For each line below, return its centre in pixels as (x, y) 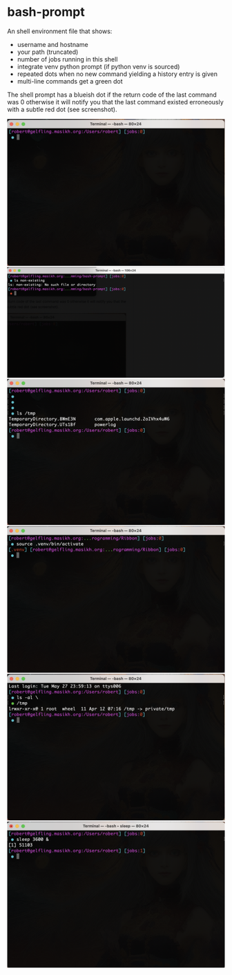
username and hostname (52, 44)
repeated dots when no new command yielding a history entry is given (117, 74)
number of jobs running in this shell (67, 59)
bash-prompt (46, 12)
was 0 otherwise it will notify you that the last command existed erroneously (116, 102)
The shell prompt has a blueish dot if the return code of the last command (112, 95)
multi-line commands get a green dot (70, 81)
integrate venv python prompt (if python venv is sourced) (98, 66)
